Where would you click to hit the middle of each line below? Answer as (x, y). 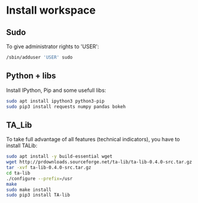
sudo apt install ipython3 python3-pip (55, 101)
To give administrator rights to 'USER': (53, 46)
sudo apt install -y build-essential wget (59, 157)
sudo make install (29, 190)
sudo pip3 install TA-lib (38, 195)
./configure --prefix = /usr (39, 179)
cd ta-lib (18, 173)
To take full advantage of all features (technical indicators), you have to (93, 139)
